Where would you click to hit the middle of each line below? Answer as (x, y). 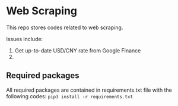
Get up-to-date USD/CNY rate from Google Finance (78, 50)
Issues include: (25, 39)
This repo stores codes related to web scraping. (65, 27)
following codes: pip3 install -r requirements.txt (70, 96)
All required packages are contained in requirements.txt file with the (89, 90)
